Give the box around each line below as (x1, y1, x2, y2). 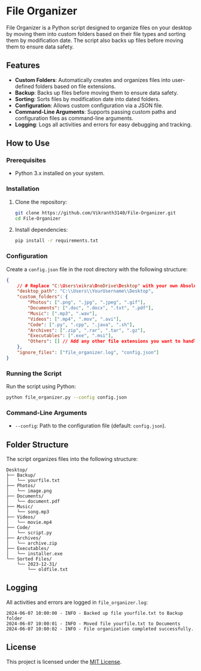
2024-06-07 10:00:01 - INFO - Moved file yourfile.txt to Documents (6, 621, 181, 627)
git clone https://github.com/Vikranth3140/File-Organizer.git (14, 210, 176, 216)
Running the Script (6, 369, 62, 378)
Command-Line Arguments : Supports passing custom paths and (14, 108, 176, 115)
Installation (6, 184, 40, 193)
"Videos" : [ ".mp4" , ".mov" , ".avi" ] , (28, 316, 121, 322)
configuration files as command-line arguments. (14, 114, 133, 122)
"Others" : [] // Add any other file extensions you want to (28, 338, 181, 345)
